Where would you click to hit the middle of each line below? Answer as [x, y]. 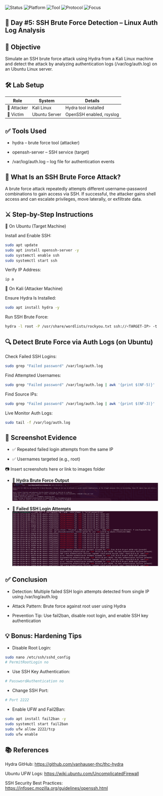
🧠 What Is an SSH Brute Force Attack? [63, 177]
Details [92, 100]
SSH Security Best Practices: [34, 783]
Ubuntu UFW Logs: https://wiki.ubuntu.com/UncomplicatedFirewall [72, 774]
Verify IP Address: [23, 270]
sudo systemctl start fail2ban [37, 724]
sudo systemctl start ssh [31, 261]
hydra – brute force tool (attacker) [46, 143]
